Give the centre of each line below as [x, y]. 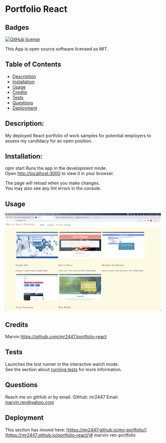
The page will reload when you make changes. [53, 183]
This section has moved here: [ [37, 430]
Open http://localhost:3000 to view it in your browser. [60, 173]
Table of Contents [33, 65]
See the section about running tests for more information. [63, 369]
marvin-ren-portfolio [115, 435]
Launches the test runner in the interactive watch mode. [62, 364]
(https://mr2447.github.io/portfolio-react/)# [49, 435]
